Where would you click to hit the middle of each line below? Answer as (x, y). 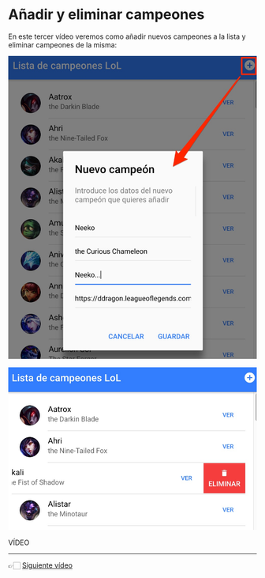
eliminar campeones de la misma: (63, 44)
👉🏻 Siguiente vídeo (41, 565)
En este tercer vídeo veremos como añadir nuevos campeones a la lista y (127, 36)
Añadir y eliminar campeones (106, 15)
